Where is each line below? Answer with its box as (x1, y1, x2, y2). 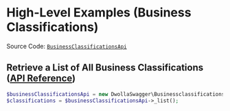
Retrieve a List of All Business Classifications (6, 62, 204, 73)
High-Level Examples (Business (6, 5, 192, 21)
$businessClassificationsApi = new (6, 90, 108, 97)
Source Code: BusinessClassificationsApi (6, 42, 128, 50)
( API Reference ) (6, 73, 76, 84)
